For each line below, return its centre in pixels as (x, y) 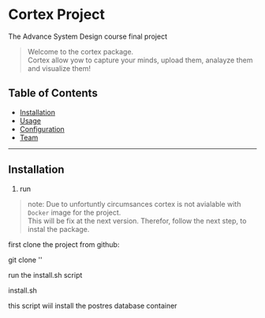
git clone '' (26, 260)
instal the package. (58, 229)
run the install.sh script (45, 275)
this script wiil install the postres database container (93, 305)
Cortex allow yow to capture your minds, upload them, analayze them (140, 60)
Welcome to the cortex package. (80, 51)
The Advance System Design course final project (88, 36)
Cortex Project (56, 15)
